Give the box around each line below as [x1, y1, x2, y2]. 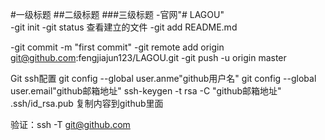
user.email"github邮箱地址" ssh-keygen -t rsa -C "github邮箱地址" [10, 85, 282, 97]
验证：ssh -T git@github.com [10, 119, 131, 130]
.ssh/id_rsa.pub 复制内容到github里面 [10, 98, 164, 109]
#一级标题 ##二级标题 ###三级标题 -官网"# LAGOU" [10, 9, 225, 20]
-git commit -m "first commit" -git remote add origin [10, 41, 225, 53]
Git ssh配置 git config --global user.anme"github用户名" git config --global [10, 73, 317, 84]
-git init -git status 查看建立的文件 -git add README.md [10, 21, 238, 33]
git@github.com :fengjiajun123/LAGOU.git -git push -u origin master [10, 52, 287, 63]
